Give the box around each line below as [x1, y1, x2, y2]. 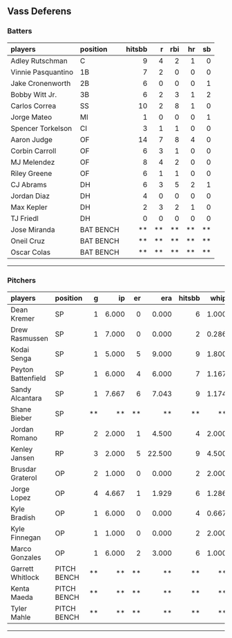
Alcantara [10, 393, 42, 402]
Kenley [10, 444, 33, 454]
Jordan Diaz [10, 190, 50, 200]
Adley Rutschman [10, 55, 68, 65]
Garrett [10, 564, 34, 574]
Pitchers [7, 275, 37, 285]
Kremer [10, 313, 35, 323]
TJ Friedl [10, 213, 39, 223]
